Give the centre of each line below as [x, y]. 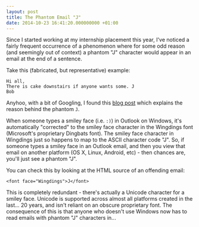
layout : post [22, 12]
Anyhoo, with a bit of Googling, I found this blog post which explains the [94, 103]
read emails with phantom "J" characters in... [61, 218]
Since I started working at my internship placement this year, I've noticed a [98, 40]
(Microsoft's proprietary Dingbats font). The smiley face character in [90, 134]
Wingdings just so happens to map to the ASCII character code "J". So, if [95, 140]
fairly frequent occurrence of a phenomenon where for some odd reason [96, 46]
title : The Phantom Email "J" [44, 17]
